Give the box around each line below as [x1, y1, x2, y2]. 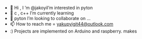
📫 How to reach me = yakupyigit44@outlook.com [9, 21, 113, 27]
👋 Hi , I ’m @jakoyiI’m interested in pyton [9, 5, 93, 10]
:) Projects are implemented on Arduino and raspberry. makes [9, 28, 137, 34]
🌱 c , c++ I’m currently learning [9, 10, 74, 16]
